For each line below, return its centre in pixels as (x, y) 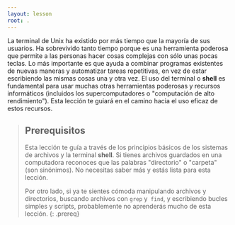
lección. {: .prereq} (52, 214)
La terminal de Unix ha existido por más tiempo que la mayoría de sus (109, 40)
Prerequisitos (55, 131)
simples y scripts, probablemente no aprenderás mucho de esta (118, 207)
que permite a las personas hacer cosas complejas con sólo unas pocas (113, 56)
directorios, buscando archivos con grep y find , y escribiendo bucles (126, 199)
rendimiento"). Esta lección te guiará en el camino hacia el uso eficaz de (113, 100)
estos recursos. (30, 108)
